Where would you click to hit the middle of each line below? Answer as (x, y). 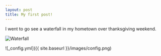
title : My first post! (29, 14)
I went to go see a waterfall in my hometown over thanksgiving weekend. (81, 28)
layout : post (19, 10)
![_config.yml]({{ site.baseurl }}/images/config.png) (58, 48)
